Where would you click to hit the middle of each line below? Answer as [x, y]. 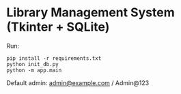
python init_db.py [32, 64]
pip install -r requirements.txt [54, 58]
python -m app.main [34, 70]
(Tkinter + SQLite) [58, 27]
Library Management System [90, 13]
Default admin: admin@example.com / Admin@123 [78, 82]
